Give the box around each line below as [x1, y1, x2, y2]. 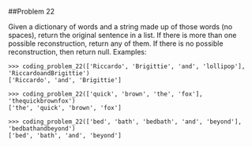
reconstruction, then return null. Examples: [8, 47, 148, 56]
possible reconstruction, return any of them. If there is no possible [8, 39, 224, 48]
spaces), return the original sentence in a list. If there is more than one [8, 31, 237, 40]
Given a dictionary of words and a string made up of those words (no [8, 22, 233, 31]
